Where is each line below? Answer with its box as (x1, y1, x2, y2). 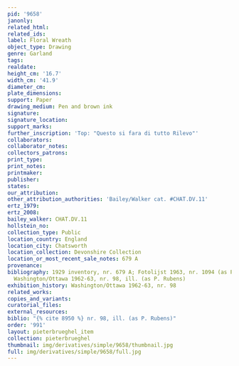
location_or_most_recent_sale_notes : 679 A (7, 256, 139, 263)
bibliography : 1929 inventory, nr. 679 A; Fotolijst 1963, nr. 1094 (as (7, 268, 228, 276)
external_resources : (7, 308, 69, 315)
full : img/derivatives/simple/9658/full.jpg (7, 348, 142, 355)
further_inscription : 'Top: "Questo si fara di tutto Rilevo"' (7, 130, 199, 137)
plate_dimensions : (7, 90, 62, 97)
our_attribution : (7, 189, 59, 197)
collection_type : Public (7, 229, 81, 236)
